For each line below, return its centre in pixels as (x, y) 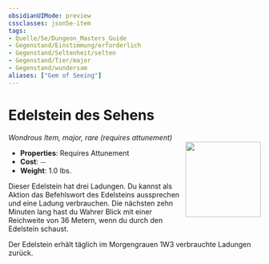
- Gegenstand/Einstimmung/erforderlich (75, 46)
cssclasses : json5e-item (50, 23)
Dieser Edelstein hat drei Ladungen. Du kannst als (90, 186)
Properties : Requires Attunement (74, 152)
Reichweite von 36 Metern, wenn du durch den (86, 220)
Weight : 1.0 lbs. (46, 170)
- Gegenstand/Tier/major (50, 61)
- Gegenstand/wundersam (48, 68)
